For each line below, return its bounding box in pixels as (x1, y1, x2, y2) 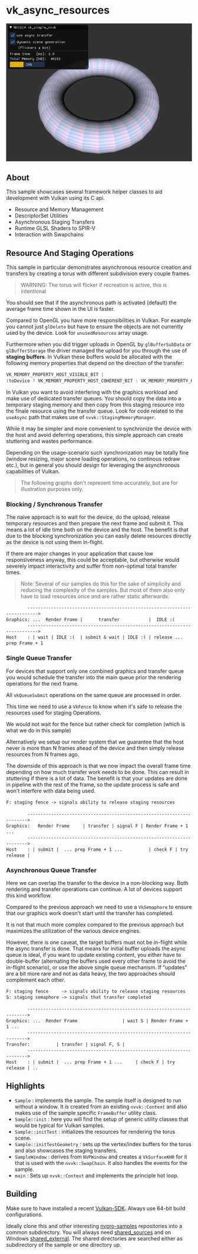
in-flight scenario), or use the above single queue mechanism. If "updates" (6, 963, 187, 970)
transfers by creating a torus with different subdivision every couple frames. (6, 270, 191, 277)
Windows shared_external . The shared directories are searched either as (6, 1235, 183, 1242)
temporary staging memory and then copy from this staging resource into (6, 401, 184, 408)
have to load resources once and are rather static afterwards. (20, 593, 170, 600)
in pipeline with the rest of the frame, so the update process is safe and (6, 781, 180, 788)
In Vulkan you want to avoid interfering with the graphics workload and (6, 389, 178, 396)
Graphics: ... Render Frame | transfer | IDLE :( (6, 617, 176, 623)
